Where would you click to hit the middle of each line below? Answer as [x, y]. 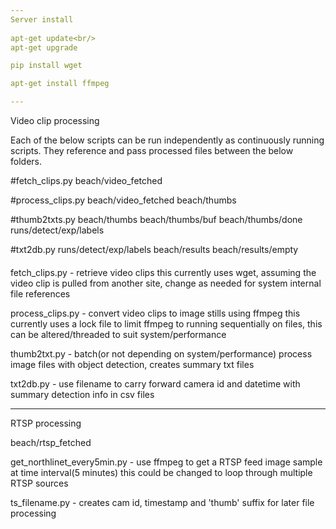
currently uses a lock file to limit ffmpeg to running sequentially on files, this [166, 323]
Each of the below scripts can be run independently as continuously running [167, 140]
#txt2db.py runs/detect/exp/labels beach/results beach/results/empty [154, 249]
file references [40, 293]
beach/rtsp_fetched [51, 442]
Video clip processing [55, 120]
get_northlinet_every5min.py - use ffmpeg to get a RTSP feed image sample [166, 462]
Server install [42, 19]
